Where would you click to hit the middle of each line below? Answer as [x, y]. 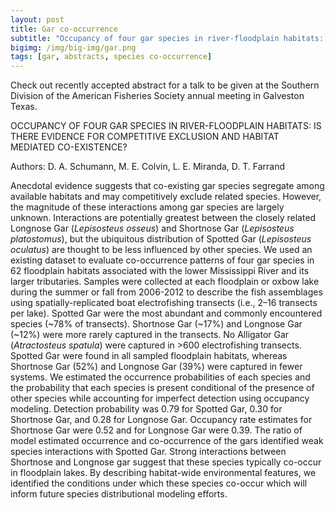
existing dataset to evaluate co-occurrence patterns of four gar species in [162, 260]
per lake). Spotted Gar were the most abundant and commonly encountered [166, 313]
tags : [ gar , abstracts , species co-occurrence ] [111, 57]
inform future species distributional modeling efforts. [119, 494]
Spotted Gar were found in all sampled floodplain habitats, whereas [149, 356]
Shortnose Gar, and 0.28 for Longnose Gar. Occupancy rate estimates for [161, 420]
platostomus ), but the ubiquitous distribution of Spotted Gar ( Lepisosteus [161, 239]
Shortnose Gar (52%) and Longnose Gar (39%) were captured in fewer [156, 367]
